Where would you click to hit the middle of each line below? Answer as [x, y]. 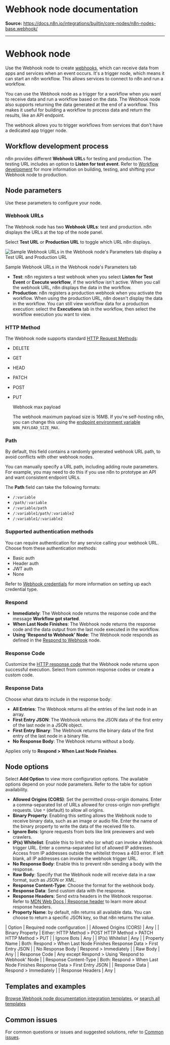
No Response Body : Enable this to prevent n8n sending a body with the [87, 864]
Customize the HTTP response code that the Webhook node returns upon [82, 664]
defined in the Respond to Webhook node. [57, 640]
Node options [27, 767]
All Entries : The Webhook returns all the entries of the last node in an [85, 709]
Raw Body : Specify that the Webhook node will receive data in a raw [84, 875]
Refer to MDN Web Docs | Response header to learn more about [79, 901]
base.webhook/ [22, 28]
